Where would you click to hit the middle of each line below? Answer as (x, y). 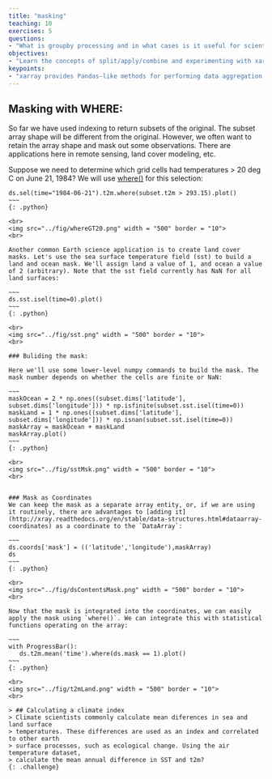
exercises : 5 (30, 31)
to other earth (34, 739)
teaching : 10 (30, 23)
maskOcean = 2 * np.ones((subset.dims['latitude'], (97, 399)
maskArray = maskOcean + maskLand (67, 427)
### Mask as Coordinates (50, 498)
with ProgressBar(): (43, 647)
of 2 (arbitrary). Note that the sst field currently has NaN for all (130, 271)
